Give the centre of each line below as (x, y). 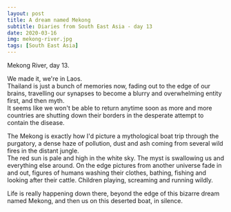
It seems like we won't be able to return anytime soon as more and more (110, 108)
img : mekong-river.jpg (40, 39)
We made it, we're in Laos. (45, 79)
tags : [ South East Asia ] (43, 46)
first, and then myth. (36, 100)
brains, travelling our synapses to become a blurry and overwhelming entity (114, 93)
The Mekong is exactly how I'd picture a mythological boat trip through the (113, 136)
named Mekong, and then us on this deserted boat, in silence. (95, 201)
